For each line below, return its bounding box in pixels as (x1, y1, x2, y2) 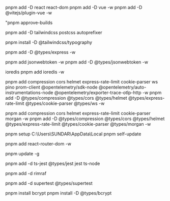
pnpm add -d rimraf (5, 170, 47, 176)
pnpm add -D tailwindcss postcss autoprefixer (5, 30, 103, 35)
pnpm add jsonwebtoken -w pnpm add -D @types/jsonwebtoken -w (5, 59, 149, 65)
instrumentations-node (5, 90, 53, 96)
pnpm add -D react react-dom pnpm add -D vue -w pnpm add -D (5, 5, 143, 10)
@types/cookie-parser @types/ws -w (25, 100, 105, 106)
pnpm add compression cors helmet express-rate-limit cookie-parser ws (5, 79, 158, 84)
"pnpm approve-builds (5, 20, 53, 25)
